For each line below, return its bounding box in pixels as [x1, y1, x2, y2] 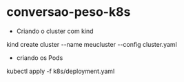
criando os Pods [16, 53, 63, 62]
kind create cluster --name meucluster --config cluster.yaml [6, 40, 177, 48]
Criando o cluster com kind [16, 27, 94, 35]
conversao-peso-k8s [6, 4, 131, 20]
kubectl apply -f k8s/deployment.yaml [6, 67, 115, 75]
